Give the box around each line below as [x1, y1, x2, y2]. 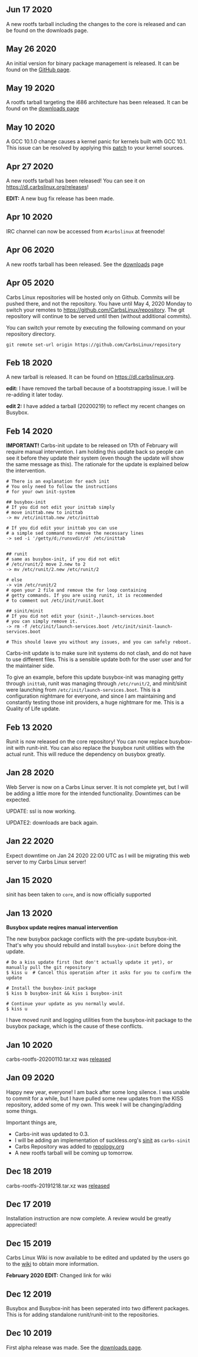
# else [6, 577, 22, 583]
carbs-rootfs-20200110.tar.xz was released [6, 1056, 111, 1063]
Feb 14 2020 [6, 426, 53, 436]
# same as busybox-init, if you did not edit [6, 556, 120, 562]
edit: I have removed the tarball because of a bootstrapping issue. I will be [6, 385, 187, 392]
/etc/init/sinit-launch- [112, 624, 173, 630]
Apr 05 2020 [6, 278, 54, 288]
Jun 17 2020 [6, 5, 53, 15]
